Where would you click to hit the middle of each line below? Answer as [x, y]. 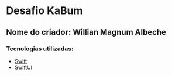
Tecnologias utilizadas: [40, 49]
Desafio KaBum [44, 11]
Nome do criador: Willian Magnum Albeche [86, 32]
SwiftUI [23, 67]
